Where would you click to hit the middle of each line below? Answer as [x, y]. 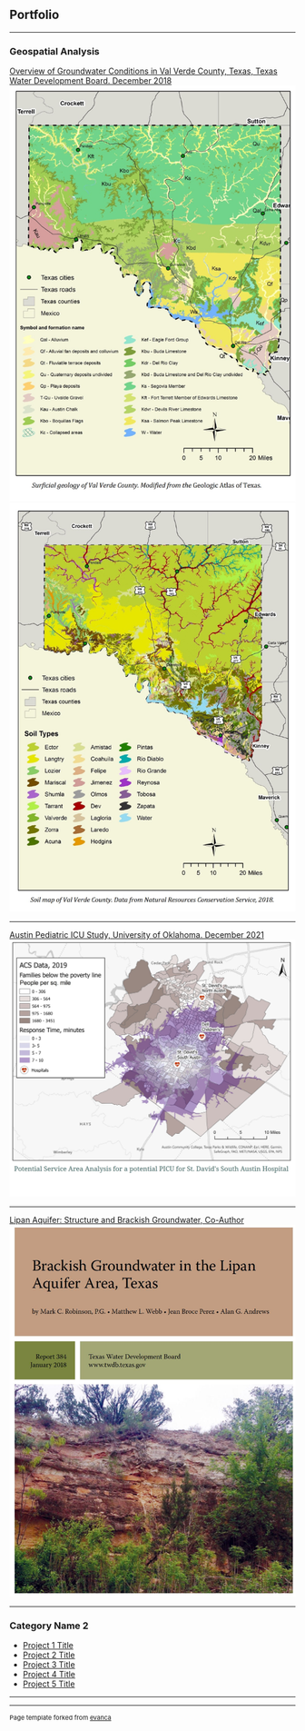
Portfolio [34, 15]
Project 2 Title [49, 1655]
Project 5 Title [49, 1684]
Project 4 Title [49, 1675]
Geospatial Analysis [54, 51]
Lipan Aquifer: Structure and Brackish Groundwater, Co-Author [127, 1220]
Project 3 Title [49, 1665]
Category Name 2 [49, 1626]
